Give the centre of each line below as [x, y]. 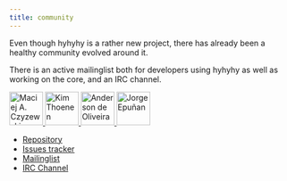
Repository [42, 139]
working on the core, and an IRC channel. [85, 79]
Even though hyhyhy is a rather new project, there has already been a [137, 43]
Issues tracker [48, 149]
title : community [42, 17]
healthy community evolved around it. [79, 52]
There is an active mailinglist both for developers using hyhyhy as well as [144, 70]
